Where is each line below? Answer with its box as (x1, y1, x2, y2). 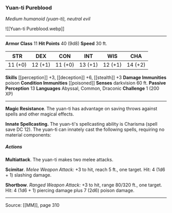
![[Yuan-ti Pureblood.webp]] (5, 26, 65, 32)
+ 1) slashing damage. (5, 172, 52, 178)
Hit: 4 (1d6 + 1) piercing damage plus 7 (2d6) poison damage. (5, 187, 135, 193)
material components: (5, 132, 51, 138)
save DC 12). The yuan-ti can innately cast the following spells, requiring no (5, 126, 165, 132)
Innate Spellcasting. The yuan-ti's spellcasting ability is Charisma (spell (5, 121, 158, 127)
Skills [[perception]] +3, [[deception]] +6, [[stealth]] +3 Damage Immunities (5, 74, 167, 81)
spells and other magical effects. (5, 111, 74, 117)
